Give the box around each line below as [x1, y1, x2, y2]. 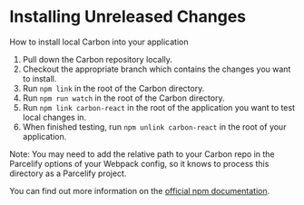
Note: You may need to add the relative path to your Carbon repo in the [9, 148, 275, 160]
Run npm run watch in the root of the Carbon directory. [22, 93, 225, 103]
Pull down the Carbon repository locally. [22, 54, 172, 64]
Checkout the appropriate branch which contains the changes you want [22, 63, 291, 74]
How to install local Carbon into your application [9, 36, 189, 47]
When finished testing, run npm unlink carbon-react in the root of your [22, 121, 287, 132]
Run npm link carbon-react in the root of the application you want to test [22, 102, 295, 112]
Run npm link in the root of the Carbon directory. [22, 83, 205, 93]
